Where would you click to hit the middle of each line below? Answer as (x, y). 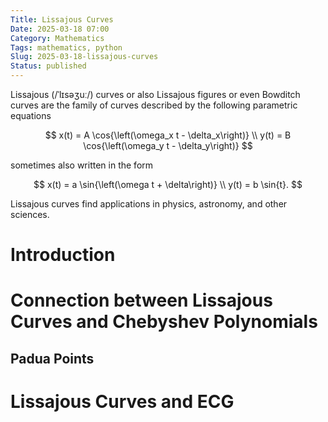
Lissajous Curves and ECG (122, 401)
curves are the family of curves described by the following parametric (154, 105)
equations (31, 115)
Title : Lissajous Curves (62, 19)
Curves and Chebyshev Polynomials (164, 322)
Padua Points (52, 358)
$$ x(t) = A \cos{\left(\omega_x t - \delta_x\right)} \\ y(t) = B (168, 135)
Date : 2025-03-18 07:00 (60, 29)
